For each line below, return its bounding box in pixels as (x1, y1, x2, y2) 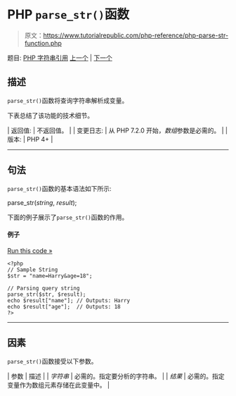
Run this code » (7, 246, 53, 254)
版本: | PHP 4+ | (7, 135, 53, 143)
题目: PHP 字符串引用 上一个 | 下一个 (7, 54, 112, 62)
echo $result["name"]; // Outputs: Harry (7, 297, 131, 304)
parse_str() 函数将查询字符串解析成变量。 (7, 96, 129, 104)
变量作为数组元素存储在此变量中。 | (7, 380, 110, 389)
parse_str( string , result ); (7, 198, 77, 206)
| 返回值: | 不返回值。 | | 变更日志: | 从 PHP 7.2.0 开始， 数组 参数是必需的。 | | (7, 126, 228, 135)
